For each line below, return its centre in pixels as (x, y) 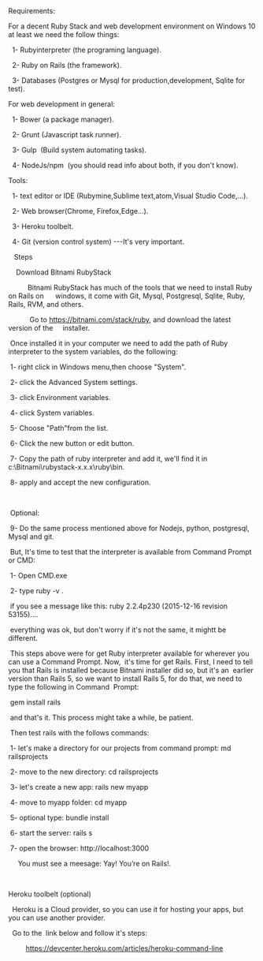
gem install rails (35, 702)
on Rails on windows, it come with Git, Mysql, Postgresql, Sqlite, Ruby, (127, 296)
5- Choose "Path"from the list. (59, 428)
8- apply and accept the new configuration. (80, 482)
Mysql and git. (31, 537)
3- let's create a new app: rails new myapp (79, 787)
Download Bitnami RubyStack (63, 272)
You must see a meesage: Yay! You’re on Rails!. (94, 864)
